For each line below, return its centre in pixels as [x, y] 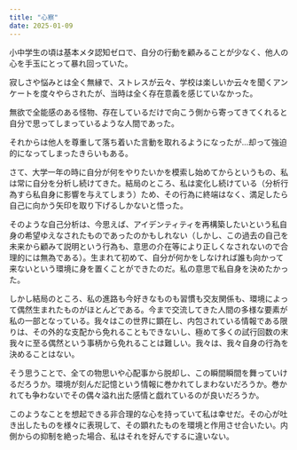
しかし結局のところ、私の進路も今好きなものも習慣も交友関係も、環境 [137, 298]
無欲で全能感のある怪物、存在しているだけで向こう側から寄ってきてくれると [148, 112]
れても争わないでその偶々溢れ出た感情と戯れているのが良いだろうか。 [137, 395]
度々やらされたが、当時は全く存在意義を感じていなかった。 [148, 93]
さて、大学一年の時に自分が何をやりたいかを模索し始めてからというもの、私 [149, 172]
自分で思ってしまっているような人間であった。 [94, 123]
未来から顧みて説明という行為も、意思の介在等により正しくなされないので [145, 246]
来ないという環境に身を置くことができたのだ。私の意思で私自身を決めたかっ [149, 268]
